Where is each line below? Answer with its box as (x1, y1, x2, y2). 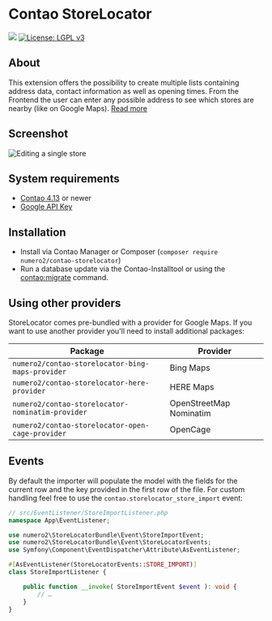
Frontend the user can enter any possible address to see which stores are (8, 95, 254, 104)
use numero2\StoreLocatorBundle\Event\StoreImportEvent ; (8, 531, 205, 539)
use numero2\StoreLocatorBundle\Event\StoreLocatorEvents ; (8, 538, 212, 547)
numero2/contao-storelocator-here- (12, 378, 150, 387)
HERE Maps (169, 381, 215, 393)
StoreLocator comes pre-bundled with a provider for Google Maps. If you (8, 317, 253, 327)
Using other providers (8, 296, 121, 310)
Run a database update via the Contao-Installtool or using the (19, 264, 226, 274)
